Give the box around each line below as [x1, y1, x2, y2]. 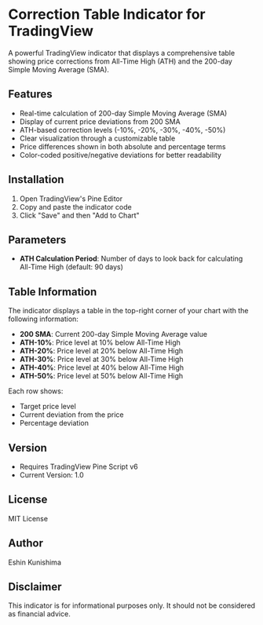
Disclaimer [8, 580, 62, 594]
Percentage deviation [19, 418, 89, 428]
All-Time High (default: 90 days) [19, 262, 124, 272]
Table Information [8, 285, 97, 298]
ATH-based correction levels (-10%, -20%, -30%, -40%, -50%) [19, 125, 226, 134]
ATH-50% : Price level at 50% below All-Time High [19, 371, 184, 381]
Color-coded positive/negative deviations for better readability [19, 150, 222, 159]
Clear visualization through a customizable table [19, 133, 176, 143]
